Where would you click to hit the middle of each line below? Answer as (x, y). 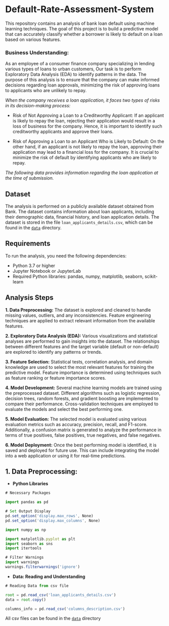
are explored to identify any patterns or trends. (54, 352)
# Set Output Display (28, 511)
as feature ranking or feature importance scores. (56, 378)
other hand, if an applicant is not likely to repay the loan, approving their (87, 147)
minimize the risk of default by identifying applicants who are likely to (84, 157)
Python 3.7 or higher (34, 265)
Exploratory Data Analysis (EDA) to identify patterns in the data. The (76, 74)
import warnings (22, 562)
